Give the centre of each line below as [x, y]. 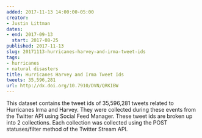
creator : [17, 18]
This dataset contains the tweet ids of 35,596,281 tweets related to [90, 103]
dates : [15, 29]
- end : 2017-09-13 [30, 35]
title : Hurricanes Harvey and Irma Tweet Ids [65, 74]
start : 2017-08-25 [35, 40]
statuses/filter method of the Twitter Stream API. [67, 129]
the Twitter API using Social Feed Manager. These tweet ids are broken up [99, 116]
